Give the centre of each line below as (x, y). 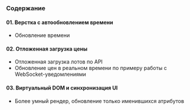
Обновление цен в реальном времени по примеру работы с (91, 68)
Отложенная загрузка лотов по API (59, 62)
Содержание (26, 8)
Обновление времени (42, 35)
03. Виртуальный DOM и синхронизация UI (62, 88)
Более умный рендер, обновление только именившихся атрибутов (99, 101)
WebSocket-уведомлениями (50, 74)
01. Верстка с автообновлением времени (60, 22)
